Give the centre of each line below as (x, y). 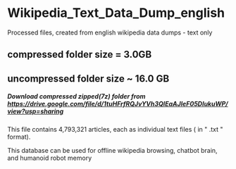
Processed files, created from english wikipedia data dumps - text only (110, 32)
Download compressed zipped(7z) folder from (76, 96)
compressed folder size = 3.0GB (80, 55)
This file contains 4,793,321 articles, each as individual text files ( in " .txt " (115, 129)
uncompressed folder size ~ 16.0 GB (88, 79)
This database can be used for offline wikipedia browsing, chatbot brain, (112, 150)
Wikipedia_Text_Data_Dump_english (116, 13)
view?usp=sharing (36, 111)
